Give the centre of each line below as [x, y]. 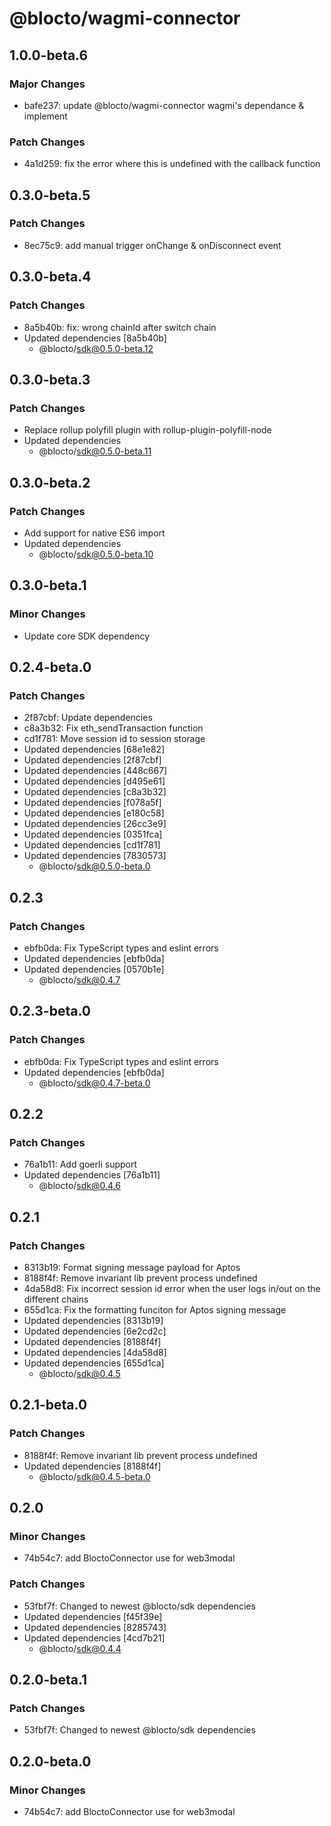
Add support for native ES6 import [94, 533]
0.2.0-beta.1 [48, 1680]
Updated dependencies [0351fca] [93, 834]
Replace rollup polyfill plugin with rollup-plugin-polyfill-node [147, 430]
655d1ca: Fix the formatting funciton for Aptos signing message [155, 1310]
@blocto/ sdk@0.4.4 [80, 1648]
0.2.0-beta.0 [50, 1761]
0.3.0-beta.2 [50, 482]
